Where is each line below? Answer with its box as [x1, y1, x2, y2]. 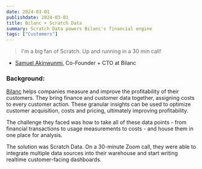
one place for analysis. [6, 132, 63, 139]
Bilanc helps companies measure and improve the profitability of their [6, 88, 179, 95]
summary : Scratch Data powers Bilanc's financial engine [6, 25, 153, 32]
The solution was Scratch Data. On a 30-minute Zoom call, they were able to [6, 143, 197, 150]
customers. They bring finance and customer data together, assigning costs [6, 94, 195, 102]
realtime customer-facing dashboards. [6, 156, 102, 163]
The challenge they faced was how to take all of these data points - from [6, 118, 187, 126]
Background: [6, 75, 45, 83]
